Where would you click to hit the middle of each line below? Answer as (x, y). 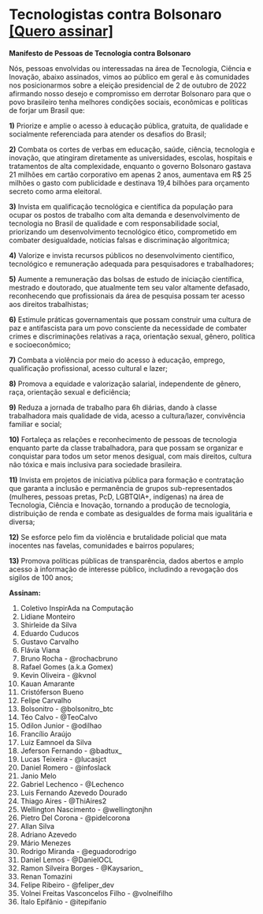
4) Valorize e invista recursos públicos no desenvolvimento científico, (122, 255)
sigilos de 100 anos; (41, 577)
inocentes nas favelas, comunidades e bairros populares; (102, 545)
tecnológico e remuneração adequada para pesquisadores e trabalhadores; (131, 264)
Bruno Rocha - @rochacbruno (69, 658)
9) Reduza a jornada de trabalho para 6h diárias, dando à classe (113, 407)
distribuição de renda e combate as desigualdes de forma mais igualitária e (131, 513)
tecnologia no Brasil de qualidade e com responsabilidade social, (114, 223)
